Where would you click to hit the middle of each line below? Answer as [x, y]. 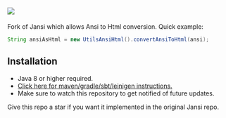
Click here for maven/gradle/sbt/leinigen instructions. [95, 86]
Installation [32, 61]
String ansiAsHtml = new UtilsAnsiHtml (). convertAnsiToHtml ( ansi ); [108, 39]
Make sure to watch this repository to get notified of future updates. [116, 93]
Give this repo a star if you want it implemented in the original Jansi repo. [113, 107]
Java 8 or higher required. [55, 78]
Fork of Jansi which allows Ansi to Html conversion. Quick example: [106, 26]
